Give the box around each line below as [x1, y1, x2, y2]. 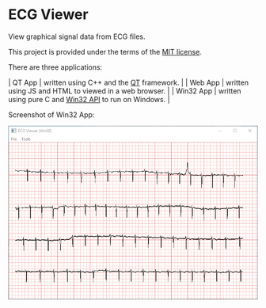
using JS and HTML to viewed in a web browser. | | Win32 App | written [8, 86, 241, 96]
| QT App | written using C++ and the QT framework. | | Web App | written [8, 78, 249, 87]
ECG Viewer [8, 6, 89, 24]
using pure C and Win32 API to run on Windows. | [8, 94, 170, 104]
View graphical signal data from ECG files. [8, 32, 146, 41]
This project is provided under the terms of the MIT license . [8, 47, 202, 56]
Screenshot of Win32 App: [8, 109, 95, 120]
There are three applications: [8, 62, 103, 72]
